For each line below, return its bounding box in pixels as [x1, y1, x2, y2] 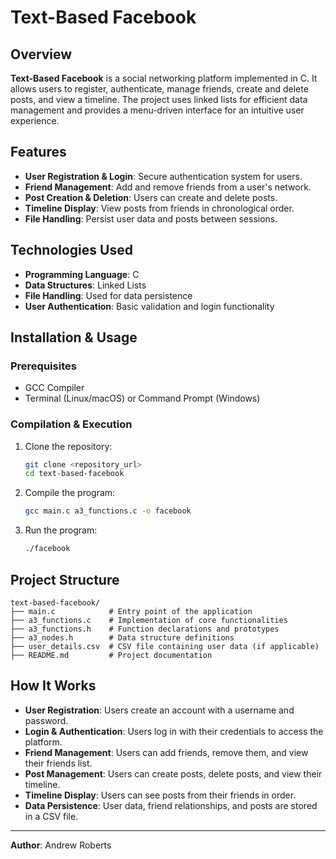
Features [10, 144, 67, 161]
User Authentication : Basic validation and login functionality [24, 300, 275, 312]
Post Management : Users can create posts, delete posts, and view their [24, 767, 323, 780]
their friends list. [24, 757, 93, 769]
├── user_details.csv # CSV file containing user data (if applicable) [10, 641, 320, 651]
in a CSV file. [24, 810, 79, 822]
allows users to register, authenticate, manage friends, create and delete [10, 83, 309, 95]
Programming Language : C [24, 268, 140, 280]
